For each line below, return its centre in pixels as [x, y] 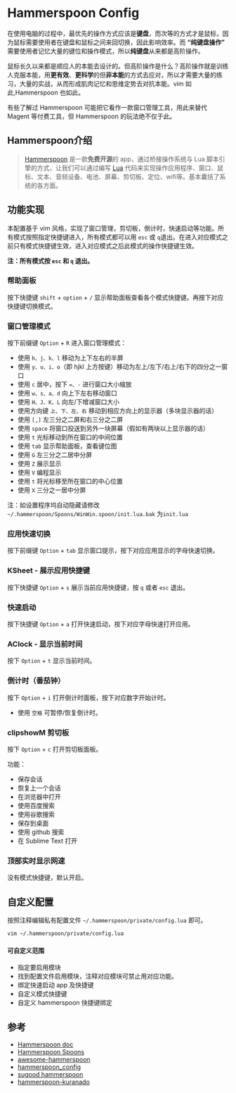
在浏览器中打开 [39, 796]
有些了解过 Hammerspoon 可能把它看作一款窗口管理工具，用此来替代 [107, 107]
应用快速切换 [29, 534]
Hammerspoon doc [45, 1044]
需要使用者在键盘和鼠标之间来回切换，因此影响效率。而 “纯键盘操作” [125, 42]
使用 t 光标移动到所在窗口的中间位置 [70, 437]
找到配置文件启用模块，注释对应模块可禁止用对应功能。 [97, 976]
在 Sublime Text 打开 [47, 841]
